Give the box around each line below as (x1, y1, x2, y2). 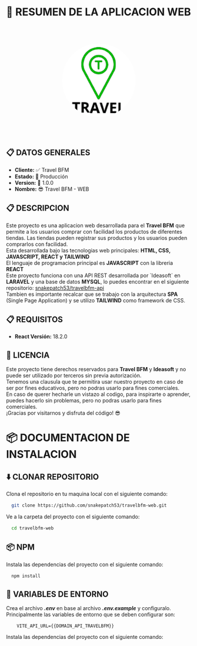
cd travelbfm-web (11, 525, 54, 531)
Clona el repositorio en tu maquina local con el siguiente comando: (6, 491, 168, 498)
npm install (11, 573, 41, 579)
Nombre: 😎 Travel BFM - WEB (14, 185, 89, 192)
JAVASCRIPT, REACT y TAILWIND (6, 253, 90, 260)
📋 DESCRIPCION (6, 203, 69, 214)
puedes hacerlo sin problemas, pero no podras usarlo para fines (6, 397, 162, 404)
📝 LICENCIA (6, 350, 50, 360)
